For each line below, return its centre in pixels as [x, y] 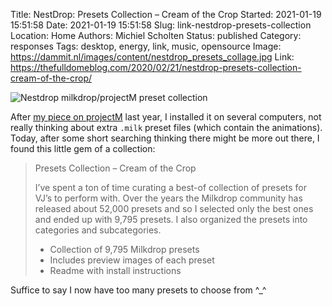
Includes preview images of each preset [132, 260]
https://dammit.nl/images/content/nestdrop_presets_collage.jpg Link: [152, 57]
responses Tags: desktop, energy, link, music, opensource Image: [146, 46]
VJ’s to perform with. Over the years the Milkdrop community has [168, 198]
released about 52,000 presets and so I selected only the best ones [174, 208]
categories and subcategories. [98, 230]
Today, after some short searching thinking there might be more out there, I [165, 138]
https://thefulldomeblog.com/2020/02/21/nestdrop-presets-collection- [156, 67]
